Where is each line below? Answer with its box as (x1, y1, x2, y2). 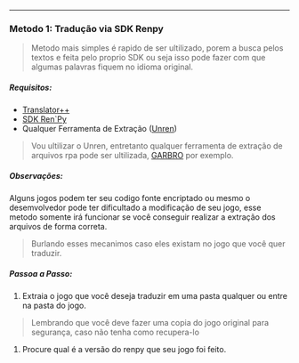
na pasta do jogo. (21, 300, 86, 311)
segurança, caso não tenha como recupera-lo (30, 327, 200, 338)
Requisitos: (9, 82, 53, 93)
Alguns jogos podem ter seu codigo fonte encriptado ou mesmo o (9, 193, 251, 204)
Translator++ (21, 104, 70, 116)
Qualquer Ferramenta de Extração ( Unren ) (21, 124, 178, 134)
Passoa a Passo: (9, 268, 73, 278)
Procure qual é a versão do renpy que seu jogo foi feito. (21, 344, 227, 355)
